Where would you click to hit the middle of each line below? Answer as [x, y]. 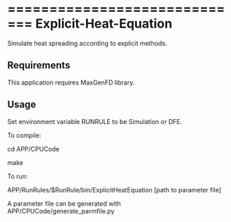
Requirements [39, 65]
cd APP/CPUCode [33, 149]
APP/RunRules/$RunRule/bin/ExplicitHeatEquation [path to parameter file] [114, 190]
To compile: [24, 135]
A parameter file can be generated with [64, 203]
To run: [18, 176]
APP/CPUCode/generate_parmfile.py [61, 211]
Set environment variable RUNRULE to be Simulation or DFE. [95, 121]
